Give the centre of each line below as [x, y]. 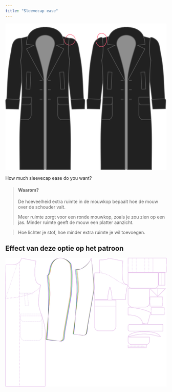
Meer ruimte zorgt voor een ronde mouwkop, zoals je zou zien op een [91, 217]
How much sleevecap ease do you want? [49, 178]
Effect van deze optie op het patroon [64, 248]
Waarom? [28, 190]
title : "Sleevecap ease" [32, 11]
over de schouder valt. [41, 207]
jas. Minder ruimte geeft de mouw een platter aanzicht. [76, 222]
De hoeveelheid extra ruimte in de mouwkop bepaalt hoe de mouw [88, 201]
